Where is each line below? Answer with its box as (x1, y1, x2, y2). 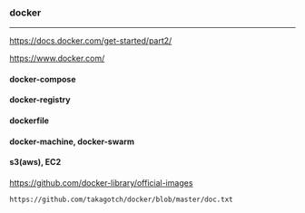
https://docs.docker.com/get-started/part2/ (9, 35, 172, 46)
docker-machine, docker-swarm (9, 136, 134, 147)
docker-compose (9, 73, 76, 84)
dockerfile (9, 115, 50, 126)
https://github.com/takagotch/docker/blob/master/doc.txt (9, 195, 233, 204)
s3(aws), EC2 (9, 157, 62, 168)
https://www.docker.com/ (9, 53, 105, 64)
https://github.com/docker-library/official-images (9, 177, 193, 188)
